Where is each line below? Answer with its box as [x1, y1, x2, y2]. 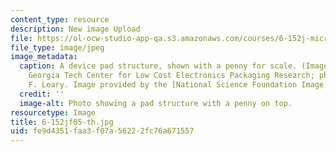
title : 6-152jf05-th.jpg [10, 117, 114, 127]
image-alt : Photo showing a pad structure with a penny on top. [19, 98, 293, 108]
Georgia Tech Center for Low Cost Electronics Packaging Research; [28, 71, 315, 81]
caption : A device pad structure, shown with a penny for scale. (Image [19, 61, 329, 71]
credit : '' [19, 89, 65, 99]
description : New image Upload [10, 24, 141, 34]
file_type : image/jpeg [10, 42, 105, 53]
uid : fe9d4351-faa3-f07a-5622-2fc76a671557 [10, 126, 195, 136]
